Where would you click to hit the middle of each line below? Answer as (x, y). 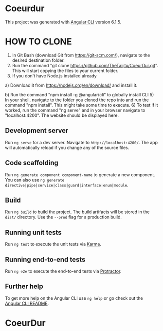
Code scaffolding (32, 163)
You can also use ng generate (35, 180)
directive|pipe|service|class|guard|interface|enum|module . (67, 185)
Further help (24, 286)
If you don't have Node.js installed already (54, 75)
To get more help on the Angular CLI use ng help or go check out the (74, 298)
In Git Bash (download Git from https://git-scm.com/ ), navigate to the (81, 55)
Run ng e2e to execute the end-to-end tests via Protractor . (63, 271)
